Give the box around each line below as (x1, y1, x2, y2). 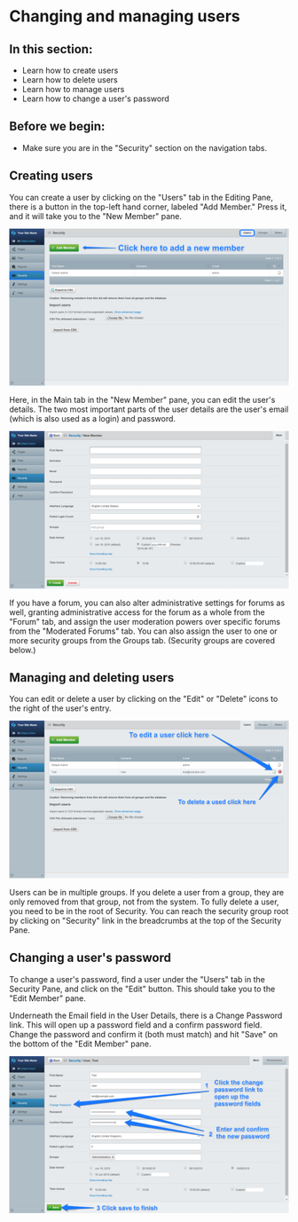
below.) (9, 644, 36, 655)
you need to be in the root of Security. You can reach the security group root (9, 905, 289, 916)
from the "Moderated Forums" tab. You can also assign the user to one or (9, 626, 278, 636)
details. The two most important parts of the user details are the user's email (9, 404, 289, 414)
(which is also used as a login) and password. (9, 414, 176, 424)
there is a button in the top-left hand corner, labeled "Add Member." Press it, (9, 201, 287, 212)
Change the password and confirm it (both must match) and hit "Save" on (9, 1029, 278, 1039)
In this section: (9, 42, 93, 57)
